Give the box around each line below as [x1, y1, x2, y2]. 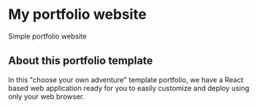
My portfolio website [8, 5, 147, 24]
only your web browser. [8, 92, 85, 101]
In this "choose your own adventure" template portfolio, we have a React [8, 74, 244, 84]
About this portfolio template [8, 54, 154, 67]
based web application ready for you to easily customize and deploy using [8, 83, 250, 93]
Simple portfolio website [8, 31, 87, 41]
